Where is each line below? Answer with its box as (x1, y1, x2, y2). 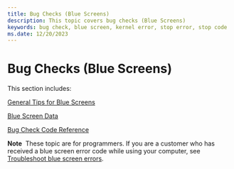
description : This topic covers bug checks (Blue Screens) (7, 17, 186, 24)
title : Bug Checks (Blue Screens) (7, 10, 110, 18)
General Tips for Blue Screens (7, 98, 96, 107)
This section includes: (7, 84, 72, 93)
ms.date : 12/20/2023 (7, 30, 69, 38)
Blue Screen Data (7, 111, 58, 121)
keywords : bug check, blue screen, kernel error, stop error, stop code (7, 23, 228, 31)
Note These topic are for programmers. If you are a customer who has (7, 139, 216, 148)
